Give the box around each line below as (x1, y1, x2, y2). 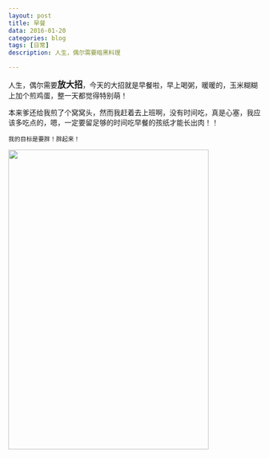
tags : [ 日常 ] (8, 42, 50, 50)
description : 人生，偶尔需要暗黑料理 (8, 49, 121, 57)
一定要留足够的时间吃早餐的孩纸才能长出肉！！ (63, 117, 219, 127)
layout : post (8, 11, 52, 20)
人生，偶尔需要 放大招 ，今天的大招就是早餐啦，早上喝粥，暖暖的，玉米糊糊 (8, 79, 259, 90)
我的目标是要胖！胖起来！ (8, 135, 80, 143)
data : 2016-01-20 (8, 26, 66, 34)
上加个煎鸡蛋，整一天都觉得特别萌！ (8, 91, 128, 100)
